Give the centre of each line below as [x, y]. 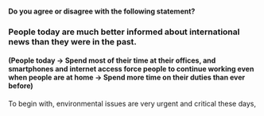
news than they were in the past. [73, 41]
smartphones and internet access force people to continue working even [131, 69]
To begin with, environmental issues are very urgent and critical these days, [132, 103]
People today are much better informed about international [124, 32]
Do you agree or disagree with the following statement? [102, 11]
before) [21, 86]
